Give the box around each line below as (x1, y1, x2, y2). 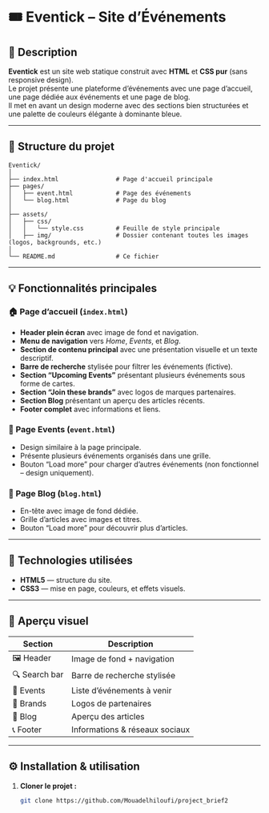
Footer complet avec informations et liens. (19, 404, 161, 414)
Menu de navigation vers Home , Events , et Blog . (19, 336, 182, 346)
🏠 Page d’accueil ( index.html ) (8, 306, 128, 318)
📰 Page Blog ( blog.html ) (8, 487, 102, 499)
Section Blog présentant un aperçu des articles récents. (19, 395, 206, 405)
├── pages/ (8, 182, 45, 190)
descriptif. (19, 353, 54, 362)
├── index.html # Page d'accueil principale (8, 175, 214, 183)
